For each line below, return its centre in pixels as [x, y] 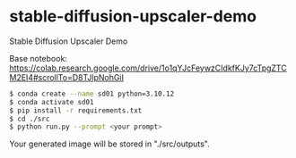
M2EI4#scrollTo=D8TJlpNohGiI [66, 77]
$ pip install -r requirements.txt [76, 110]
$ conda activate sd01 [52, 102]
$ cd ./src [30, 119]
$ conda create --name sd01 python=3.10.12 [92, 94]
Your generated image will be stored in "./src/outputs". [109, 144]
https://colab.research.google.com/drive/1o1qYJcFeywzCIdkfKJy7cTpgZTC [148, 68]
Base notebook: [38, 58]
